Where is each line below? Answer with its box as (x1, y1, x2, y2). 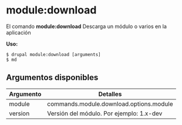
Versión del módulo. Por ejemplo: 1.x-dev (46, 109, 163, 117)
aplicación (6, 29, 31, 36)
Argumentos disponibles (6, 72, 99, 82)
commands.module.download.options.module (46, 100, 173, 108)
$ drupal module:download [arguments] (6, 51, 101, 57)
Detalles (98, 90, 122, 98)
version (9, 109, 30, 117)
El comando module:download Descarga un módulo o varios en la (6, 23, 167, 30)
